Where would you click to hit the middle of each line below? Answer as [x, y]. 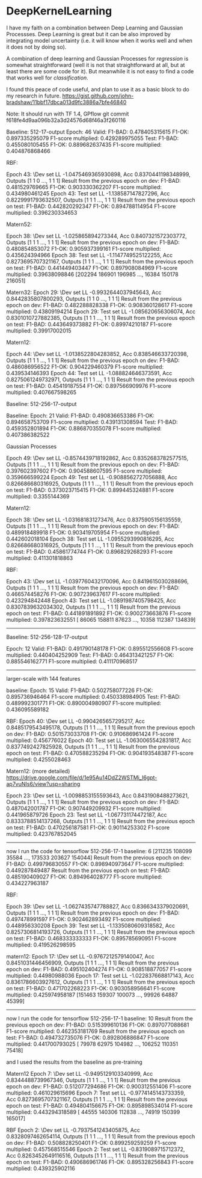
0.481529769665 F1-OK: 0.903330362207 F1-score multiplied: [84, 187]
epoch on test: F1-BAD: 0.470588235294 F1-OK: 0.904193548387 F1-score [100, 753]
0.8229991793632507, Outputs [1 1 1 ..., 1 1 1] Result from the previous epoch [101, 200]
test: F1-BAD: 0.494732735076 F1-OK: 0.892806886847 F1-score [88, 1037]
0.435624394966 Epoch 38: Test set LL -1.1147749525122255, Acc [90, 255]
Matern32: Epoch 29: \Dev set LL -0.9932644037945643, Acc [84, 292]
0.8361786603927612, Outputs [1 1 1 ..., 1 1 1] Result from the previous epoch [101, 982]
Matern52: [19, 224]
